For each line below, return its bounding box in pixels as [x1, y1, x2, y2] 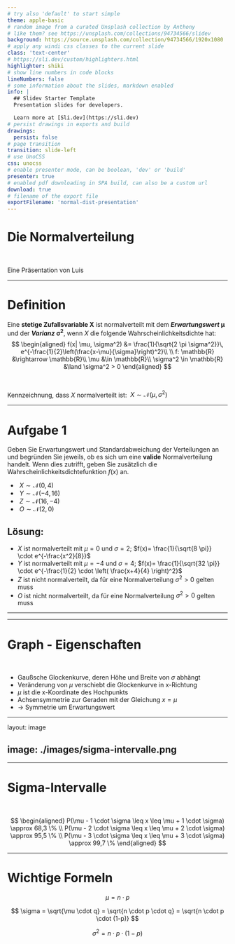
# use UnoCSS [7, 154, 45, 161]
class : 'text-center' [7, 50, 71, 57]
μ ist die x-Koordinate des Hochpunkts [17, 688, 129, 696]
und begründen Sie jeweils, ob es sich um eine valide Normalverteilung [7, 453, 213, 461]
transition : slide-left [7, 147, 77, 154]
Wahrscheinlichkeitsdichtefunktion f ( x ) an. [7, 468, 129, 476]
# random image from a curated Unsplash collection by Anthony [7, 23, 196, 30]
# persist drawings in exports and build [7, 121, 130, 128]
